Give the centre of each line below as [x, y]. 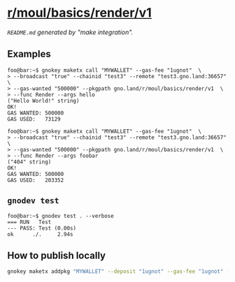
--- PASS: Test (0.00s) [42, 228]
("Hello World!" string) [43, 101]
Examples [29, 54]
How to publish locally [57, 255]
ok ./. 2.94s [40, 234]
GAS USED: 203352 [36, 180]
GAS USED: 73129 [34, 119]
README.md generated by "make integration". [70, 32]
